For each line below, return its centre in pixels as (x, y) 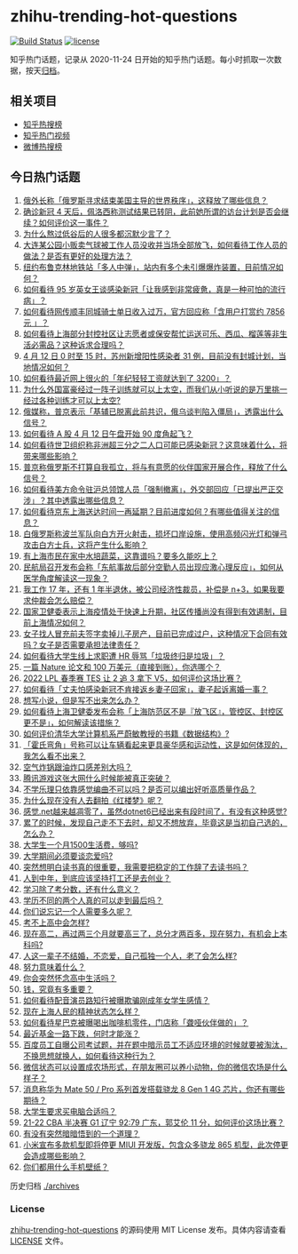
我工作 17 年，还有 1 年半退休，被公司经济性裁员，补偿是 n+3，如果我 (150, 589)
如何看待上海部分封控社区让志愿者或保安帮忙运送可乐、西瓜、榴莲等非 (151, 333)
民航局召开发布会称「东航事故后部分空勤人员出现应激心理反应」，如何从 (153, 567)
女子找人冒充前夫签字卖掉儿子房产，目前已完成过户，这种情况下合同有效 (155, 634)
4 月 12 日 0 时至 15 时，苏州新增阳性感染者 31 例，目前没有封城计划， (150, 355)
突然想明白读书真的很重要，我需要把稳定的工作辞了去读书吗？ (136, 867)
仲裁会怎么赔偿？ (62, 600)
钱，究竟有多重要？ (58, 989)
